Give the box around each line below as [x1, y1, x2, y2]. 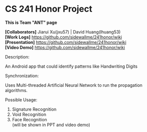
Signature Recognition [12, 106, 57, 112]
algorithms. [5, 87, 28, 93]
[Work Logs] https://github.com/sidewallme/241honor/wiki [5, 34, 122, 40]
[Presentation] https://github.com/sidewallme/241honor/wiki [5, 39, 127, 45]
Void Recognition [12, 111, 47, 117]
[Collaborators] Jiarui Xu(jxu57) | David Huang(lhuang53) [5, 29, 121, 35]
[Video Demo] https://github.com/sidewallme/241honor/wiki [5, 44, 125, 50]
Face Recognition [12, 116, 47, 122]
